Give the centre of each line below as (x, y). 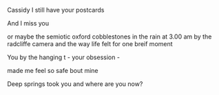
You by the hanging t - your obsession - (64, 57)
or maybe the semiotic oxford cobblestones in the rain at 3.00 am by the (109, 36)
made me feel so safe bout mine (53, 71)
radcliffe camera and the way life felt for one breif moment (90, 44)
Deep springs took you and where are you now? (75, 84)
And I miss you (28, 23)
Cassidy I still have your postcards (56, 10)
